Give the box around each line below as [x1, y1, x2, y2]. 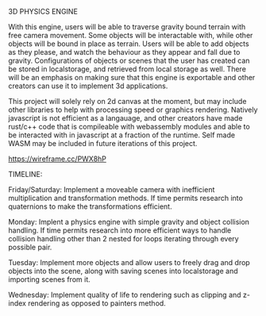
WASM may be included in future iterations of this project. [8, 139, 198, 148]
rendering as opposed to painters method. [27, 299, 167, 308]
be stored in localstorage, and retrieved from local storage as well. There [8, 64, 246, 74]
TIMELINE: [8, 170, 43, 179]
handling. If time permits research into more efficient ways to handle [8, 225, 232, 235]
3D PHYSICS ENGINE [8, 7, 78, 16]
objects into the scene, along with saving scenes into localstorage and [8, 266, 238, 276]
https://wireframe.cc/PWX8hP [8, 154, 107, 164]
